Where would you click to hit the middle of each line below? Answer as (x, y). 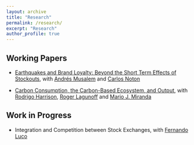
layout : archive (26, 12)
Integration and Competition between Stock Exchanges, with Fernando (101, 129)
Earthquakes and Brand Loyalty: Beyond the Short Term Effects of (96, 72)
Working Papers (37, 58)
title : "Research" (29, 17)
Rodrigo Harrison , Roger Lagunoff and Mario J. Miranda (83, 97)
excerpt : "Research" (32, 28)
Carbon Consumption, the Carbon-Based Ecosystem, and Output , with (101, 90)
